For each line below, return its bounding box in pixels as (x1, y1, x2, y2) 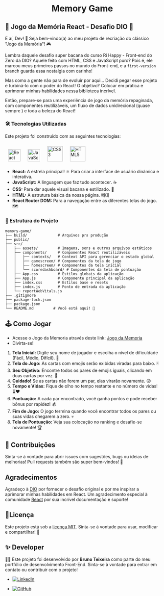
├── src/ (5, 241, 23, 246)
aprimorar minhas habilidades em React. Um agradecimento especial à (5, 492, 148, 497)
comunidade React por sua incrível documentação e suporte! (5, 496, 129, 503)
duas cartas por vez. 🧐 (12, 373, 58, 379)
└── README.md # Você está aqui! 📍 (5, 306, 95, 311)
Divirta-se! (12, 340, 34, 346)
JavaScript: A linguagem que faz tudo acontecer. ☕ (12, 180, 117, 185)
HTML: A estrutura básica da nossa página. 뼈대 (12, 192, 109, 198)
